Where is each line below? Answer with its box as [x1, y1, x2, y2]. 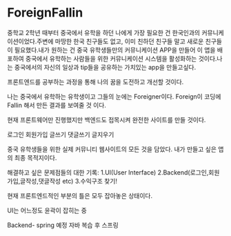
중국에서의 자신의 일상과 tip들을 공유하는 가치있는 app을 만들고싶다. [14, 63, 197, 71]
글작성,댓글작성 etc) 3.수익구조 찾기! [19, 177, 118, 185]
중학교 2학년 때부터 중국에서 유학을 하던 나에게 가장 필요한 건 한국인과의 [7, 28, 201, 37]
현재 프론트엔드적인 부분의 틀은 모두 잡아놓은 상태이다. [7, 191, 153, 199]
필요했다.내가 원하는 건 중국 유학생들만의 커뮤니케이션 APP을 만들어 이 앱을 [14, 46, 216, 54]
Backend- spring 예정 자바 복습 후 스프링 [7, 221, 119, 229]
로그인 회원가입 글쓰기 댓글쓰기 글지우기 [7, 130, 114, 139]
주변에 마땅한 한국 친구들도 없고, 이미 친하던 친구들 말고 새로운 [37, 37, 204, 46]
